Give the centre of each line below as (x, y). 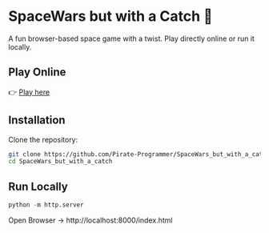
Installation (37, 121)
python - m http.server (46, 205)
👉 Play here (29, 92)
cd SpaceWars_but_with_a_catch (60, 162)
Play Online (37, 72)
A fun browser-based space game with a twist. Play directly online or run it (131, 38)
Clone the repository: (43, 139)
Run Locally (38, 186)
